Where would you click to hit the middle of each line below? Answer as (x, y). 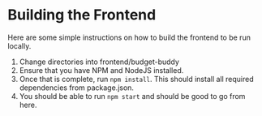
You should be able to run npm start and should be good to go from (132, 96)
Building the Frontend (82, 15)
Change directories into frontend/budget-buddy (99, 62)
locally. (19, 45)
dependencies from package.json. (77, 88)
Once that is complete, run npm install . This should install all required (137, 79)
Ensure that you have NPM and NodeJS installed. (101, 70)
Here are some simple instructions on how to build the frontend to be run (129, 37)
